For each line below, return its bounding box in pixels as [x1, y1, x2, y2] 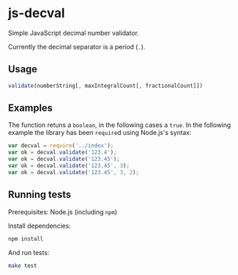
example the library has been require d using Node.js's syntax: [8, 129, 192, 137]
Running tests [8, 189, 72, 201]
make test [8, 262, 38, 269]
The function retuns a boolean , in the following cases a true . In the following [8, 121, 231, 129]
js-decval [8, 5, 66, 21]
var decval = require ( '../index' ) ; [8, 142, 114, 149]
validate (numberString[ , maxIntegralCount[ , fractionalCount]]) [8, 82, 203, 89]
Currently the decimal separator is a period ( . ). [8, 42, 145, 51]
